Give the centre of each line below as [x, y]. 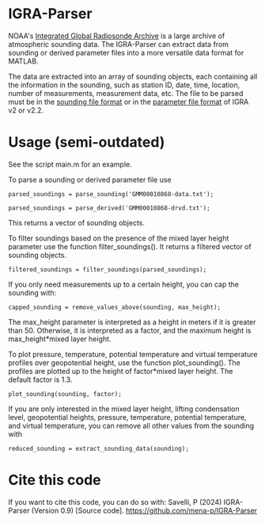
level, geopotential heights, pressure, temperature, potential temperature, [127, 417]
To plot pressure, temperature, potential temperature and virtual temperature [133, 354]
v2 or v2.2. [26, 110]
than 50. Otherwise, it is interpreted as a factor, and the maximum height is [130, 330]
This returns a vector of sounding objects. [76, 222]
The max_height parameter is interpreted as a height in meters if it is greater [132, 321]
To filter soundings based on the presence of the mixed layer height [119, 238]
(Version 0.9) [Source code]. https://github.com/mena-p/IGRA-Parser [144, 510]
